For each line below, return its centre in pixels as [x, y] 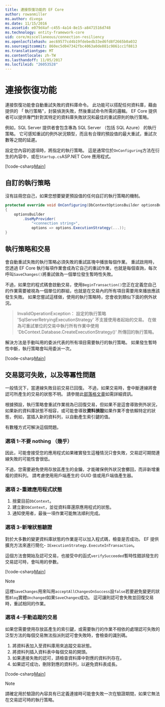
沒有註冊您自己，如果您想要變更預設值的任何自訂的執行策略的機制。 [74, 196]
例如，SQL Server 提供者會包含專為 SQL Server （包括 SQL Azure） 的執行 [81, 128]
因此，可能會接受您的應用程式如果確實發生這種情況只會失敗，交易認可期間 [80, 452]
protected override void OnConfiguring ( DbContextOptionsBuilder [72, 205]
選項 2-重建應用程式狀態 [34, 489]
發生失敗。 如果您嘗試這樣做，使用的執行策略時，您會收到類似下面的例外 [79, 297]
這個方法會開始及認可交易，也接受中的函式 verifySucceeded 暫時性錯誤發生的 [82, 556]
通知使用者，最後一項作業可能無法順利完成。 [57, 513]
